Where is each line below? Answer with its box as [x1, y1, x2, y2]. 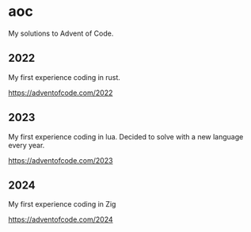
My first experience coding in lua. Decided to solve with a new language [8, 131, 244, 141]
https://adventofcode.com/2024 [8, 215, 113, 224]
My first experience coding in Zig [8, 200, 116, 209]
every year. [8, 140, 45, 150]
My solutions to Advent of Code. [8, 29, 114, 38]
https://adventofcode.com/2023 [8, 155, 113, 165]
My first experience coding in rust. [8, 72, 121, 82]
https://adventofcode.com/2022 [8, 88, 113, 97]
